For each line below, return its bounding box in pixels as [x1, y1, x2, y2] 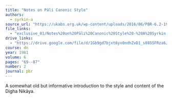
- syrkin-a [10, 17, 33, 22]
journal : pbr [5, 69, 33, 74]
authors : [5, 12, 24, 17]
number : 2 [5, 64, 27, 69]
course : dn [5, 45, 29, 50]
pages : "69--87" [5, 59, 40, 64]
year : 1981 [5, 50, 29, 55]
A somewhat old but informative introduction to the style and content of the [5, 83, 164, 89]
